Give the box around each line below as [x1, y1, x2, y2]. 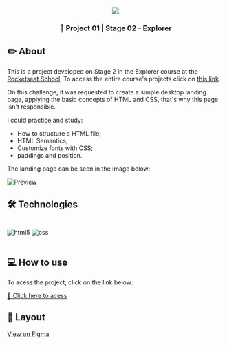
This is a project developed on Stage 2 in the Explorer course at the [7, 67, 198, 75]
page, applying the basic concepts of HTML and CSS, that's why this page [7, 95, 219, 103]
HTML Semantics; [17, 136, 68, 145]
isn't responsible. [7, 103, 56, 111]
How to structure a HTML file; [17, 129, 102, 137]
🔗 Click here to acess [7, 292, 67, 300]
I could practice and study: [7, 116, 83, 124]
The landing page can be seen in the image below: [7, 165, 151, 173]
